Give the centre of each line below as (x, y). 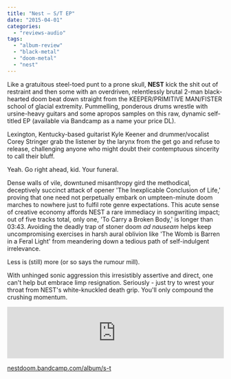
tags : (15, 39)
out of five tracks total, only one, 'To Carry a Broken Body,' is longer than (110, 219)
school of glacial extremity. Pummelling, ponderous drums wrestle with (108, 106)
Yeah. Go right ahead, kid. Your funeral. (63, 169)
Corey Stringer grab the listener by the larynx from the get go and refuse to (113, 141)
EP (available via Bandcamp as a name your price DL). (100, 120)
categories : (24, 26)
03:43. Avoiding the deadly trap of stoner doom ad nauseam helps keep (109, 226)
